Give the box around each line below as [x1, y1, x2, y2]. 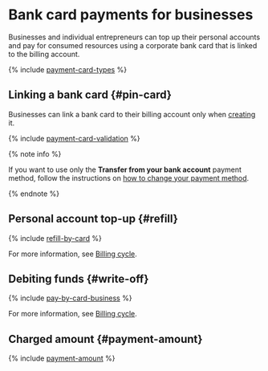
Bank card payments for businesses [8, 6, 254, 24]
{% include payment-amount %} [8, 353, 116, 363]
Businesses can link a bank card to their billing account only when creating [8, 109, 256, 119]
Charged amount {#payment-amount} [8, 332, 203, 346]
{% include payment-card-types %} [8, 64, 127, 74]
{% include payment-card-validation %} [8, 133, 140, 143]
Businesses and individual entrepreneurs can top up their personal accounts [8, 32, 261, 42]
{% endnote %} [8, 189, 60, 198]
